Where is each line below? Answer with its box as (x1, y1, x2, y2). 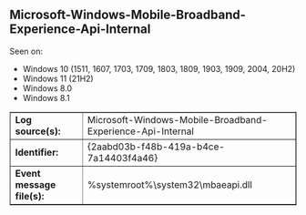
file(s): (15, 189, 45, 202)
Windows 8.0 (22, 82, 73, 94)
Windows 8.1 (22, 92, 70, 103)
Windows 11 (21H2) (22, 73, 94, 84)
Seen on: (9, 46, 44, 56)
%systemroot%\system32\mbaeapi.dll (87, 178, 253, 190)
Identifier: (15, 146, 59, 159)
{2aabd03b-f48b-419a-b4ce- (87, 140, 226, 153)
